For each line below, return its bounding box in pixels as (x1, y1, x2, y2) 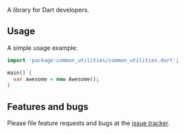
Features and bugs (7, 100, 89, 112)
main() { (7, 69, 32, 76)
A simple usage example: (7, 44, 78, 52)
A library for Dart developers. (7, 6, 90, 14)
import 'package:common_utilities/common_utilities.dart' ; (7, 57, 180, 64)
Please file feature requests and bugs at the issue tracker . (7, 119, 170, 127)
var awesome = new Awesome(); (13, 75, 99, 83)
